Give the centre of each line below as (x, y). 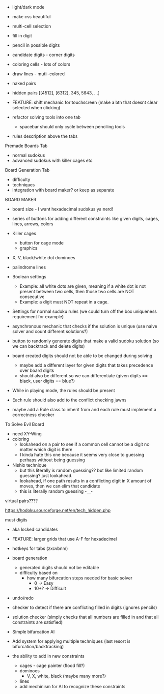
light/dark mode (28, 7)
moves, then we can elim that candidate (60, 486)
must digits (16, 520)
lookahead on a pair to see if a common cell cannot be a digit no (84, 444)
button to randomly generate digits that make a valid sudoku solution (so (85, 341)
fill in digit (22, 36)
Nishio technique (29, 465)
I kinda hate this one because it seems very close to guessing (82, 455)
